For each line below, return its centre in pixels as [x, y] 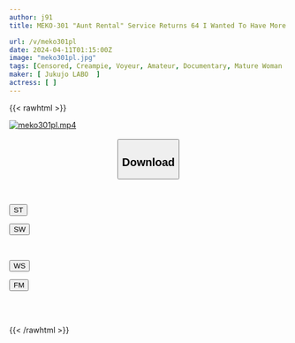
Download [148, 162]
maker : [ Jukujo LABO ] [55, 75]
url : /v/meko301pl [43, 42]
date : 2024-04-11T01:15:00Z [61, 50]
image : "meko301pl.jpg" [53, 58]
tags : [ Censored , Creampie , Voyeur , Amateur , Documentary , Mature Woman [146, 66]
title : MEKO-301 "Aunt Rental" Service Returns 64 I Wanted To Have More [148, 26]
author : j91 [31, 17]
